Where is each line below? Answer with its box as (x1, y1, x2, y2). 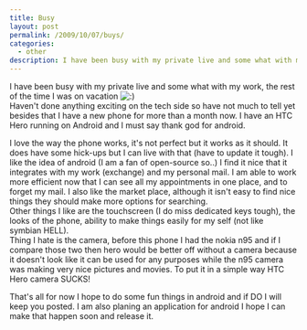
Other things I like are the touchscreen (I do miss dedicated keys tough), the (9, 206, 296, 216)
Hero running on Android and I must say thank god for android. (9, 120, 246, 131)
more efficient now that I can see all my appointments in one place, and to (9, 176, 288, 187)
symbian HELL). (9, 225, 69, 236)
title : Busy (9, 13, 55, 23)
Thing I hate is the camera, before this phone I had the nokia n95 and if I (9, 235, 281, 245)
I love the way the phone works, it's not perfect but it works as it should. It (9, 138, 289, 148)
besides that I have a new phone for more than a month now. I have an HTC (9, 111, 293, 121)
